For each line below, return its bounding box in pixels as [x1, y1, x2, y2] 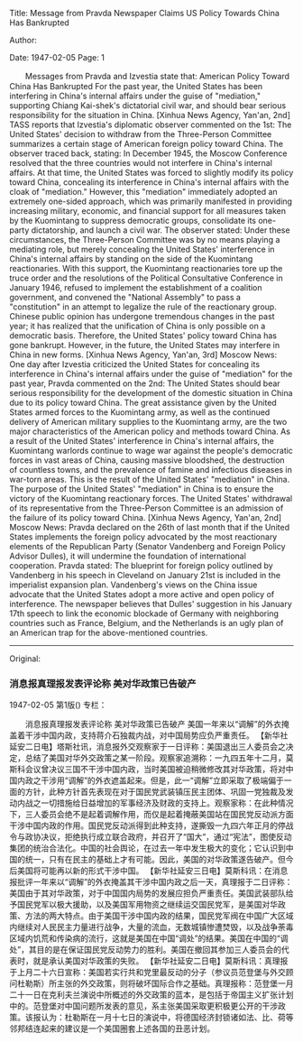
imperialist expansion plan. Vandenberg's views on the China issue [9, 579, 258, 590]
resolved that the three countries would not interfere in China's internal [9, 158, 273, 168]
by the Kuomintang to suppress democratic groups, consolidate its [9, 216, 257, 226]
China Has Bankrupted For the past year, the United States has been [9, 81, 263, 91]
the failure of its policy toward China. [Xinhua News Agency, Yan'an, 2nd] [9, 512, 282, 522]
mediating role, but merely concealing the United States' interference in [9, 244, 275, 254]
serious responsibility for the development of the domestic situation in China [9, 388, 293, 398]
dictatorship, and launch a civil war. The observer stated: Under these [31, 225, 290, 235]
